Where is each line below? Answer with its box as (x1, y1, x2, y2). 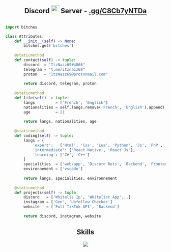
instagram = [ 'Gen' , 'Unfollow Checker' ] (23, 200, 113, 205)
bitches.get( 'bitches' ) (23, 43, 74, 48)
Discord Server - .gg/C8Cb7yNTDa (24, 7, 147, 15)
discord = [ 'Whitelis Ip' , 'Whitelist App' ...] (23, 194, 131, 200)
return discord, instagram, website (23, 213, 101, 219)
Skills (76, 228, 95, 237)
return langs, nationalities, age (23, 119, 97, 124)
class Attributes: (5, 34, 44, 39)
